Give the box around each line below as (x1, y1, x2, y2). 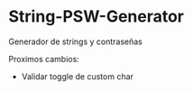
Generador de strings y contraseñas (8, 36, 143, 47)
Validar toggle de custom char (21, 70, 134, 82)
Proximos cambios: (8, 53, 80, 64)
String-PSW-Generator (8, 6, 185, 27)
